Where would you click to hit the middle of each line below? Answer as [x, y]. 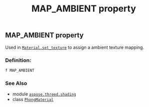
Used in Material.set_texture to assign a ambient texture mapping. [75, 47]
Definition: [18, 60]
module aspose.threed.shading [44, 94]
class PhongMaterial [33, 100]
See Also [16, 83]
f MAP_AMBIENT [20, 70]
